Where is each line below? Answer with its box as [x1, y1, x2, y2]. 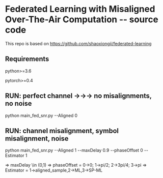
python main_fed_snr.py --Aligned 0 [5, 112, 78, 119]
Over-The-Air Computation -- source [5, 14, 159, 25]
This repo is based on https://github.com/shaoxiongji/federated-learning [5, 40, 152, 46]
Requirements [5, 55, 49, 63]
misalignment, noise [5, 134, 69, 143]
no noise [5, 99, 32, 108]
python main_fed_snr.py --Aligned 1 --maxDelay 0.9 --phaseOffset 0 [5, 148, 143, 153]
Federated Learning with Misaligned [5, 3, 156, 15]
